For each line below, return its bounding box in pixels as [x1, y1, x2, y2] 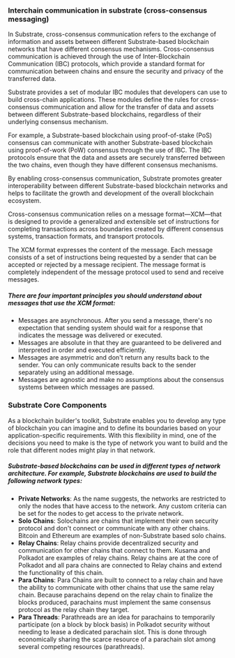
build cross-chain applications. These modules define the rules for [8, 95, 199, 104]
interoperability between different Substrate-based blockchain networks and [8, 182, 228, 190]
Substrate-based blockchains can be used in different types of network [8, 462, 221, 470]
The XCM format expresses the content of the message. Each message [8, 246, 213, 254]
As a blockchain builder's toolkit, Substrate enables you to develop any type [8, 416, 226, 424]
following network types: [8, 477, 83, 485]
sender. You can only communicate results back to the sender [17, 361, 197, 369]
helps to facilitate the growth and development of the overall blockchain [8, 189, 214, 197]
